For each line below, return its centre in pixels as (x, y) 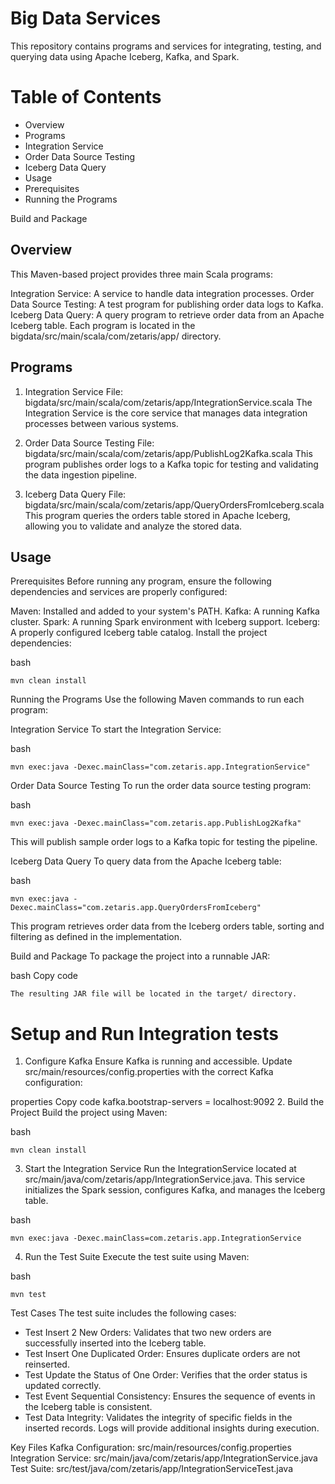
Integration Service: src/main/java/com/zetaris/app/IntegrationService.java (164, 1458)
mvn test (28, 1295)
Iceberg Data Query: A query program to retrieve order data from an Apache (167, 314)
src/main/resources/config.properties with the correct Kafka (149, 1072)
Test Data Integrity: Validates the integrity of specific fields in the (158, 1418)
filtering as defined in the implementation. (96, 937)
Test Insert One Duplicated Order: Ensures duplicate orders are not (162, 1354)
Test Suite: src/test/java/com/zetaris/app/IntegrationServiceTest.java (152, 1469)
